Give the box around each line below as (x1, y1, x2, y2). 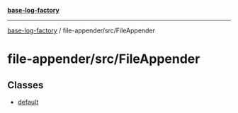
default (17, 98, 39, 106)
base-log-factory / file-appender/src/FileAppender (7, 26, 156, 35)
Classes (7, 79, 44, 91)
